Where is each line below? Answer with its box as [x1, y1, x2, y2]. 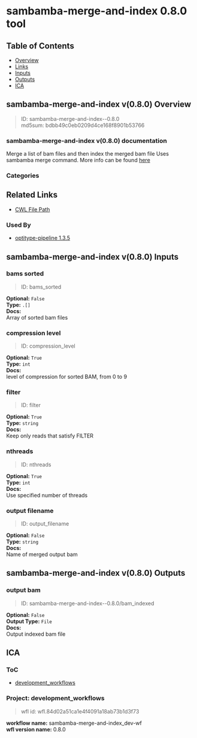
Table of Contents [6, 41, 75, 51]
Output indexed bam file [6, 630, 66, 637]
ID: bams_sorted [20, 283, 62, 290]
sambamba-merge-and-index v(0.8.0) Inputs [6, 251, 178, 262]
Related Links [6, 190, 58, 200]
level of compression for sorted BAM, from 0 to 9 [6, 373, 128, 381]
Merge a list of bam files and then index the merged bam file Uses [6, 150, 169, 157]
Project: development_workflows [6, 694, 105, 703]
